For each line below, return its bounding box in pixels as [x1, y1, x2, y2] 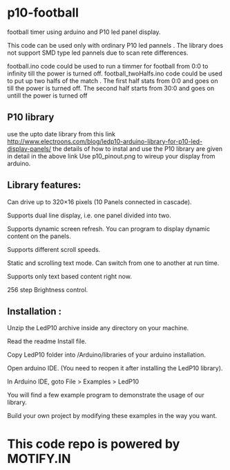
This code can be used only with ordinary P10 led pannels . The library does [7, 41, 223, 49]
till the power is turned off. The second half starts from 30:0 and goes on [7, 84, 215, 92]
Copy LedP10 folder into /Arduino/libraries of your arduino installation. [7, 351, 206, 359]
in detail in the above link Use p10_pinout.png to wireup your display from [7, 152, 215, 160]
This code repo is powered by [7, 436, 180, 451]
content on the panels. [7, 232, 71, 240]
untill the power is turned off [7, 91, 88, 100]
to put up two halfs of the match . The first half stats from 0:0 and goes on [7, 76, 218, 84]
